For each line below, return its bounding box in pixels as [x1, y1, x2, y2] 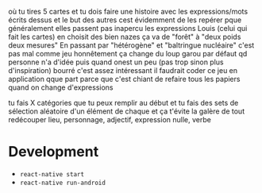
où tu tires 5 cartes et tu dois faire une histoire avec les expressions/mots [8, 7, 249, 16]
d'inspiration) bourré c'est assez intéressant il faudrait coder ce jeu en [8, 66, 238, 75]
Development [8, 143, 99, 161]
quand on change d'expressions [8, 83, 114, 92]
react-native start [19, 170, 85, 178]
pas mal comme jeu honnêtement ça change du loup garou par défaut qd [8, 49, 248, 58]
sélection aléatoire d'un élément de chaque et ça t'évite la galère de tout [8, 106, 245, 116]
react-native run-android [19, 179, 106, 187]
